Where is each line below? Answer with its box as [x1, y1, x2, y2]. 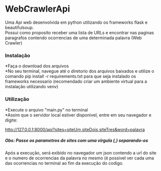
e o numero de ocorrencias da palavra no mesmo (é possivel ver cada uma [5, 155, 154, 161]
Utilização [5, 96, 29, 103]
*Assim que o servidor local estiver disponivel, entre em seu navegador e [5, 112, 151, 118]
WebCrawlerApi [5, 3, 70, 15]
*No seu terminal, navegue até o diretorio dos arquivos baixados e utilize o [5, 68, 155, 74]
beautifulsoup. [5, 24, 34, 30]
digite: [5, 117, 18, 123]
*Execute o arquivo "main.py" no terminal [5, 107, 88, 112]
